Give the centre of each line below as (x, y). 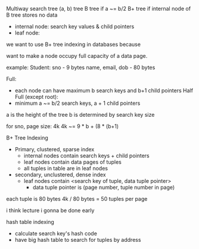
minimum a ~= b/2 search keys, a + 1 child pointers (77, 103)
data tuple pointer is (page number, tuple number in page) (104, 187)
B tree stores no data (32, 15)
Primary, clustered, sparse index (55, 149)
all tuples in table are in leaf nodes (66, 168)
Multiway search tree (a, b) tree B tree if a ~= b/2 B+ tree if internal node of (99, 9)
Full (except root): (36, 97)
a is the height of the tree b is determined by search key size (80, 115)
